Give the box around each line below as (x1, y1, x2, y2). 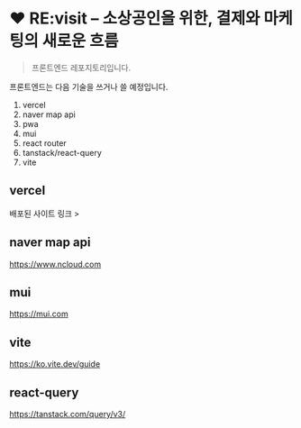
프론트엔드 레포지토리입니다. (31, 62, 132, 73)
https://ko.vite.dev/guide (9, 359, 101, 369)
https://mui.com (9, 308, 69, 320)
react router (22, 137, 68, 149)
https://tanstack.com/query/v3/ (9, 409, 126, 419)
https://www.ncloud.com (9, 259, 102, 269)
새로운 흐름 (41, 31, 119, 51)
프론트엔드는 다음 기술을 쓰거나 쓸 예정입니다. (9, 81, 169, 92)
